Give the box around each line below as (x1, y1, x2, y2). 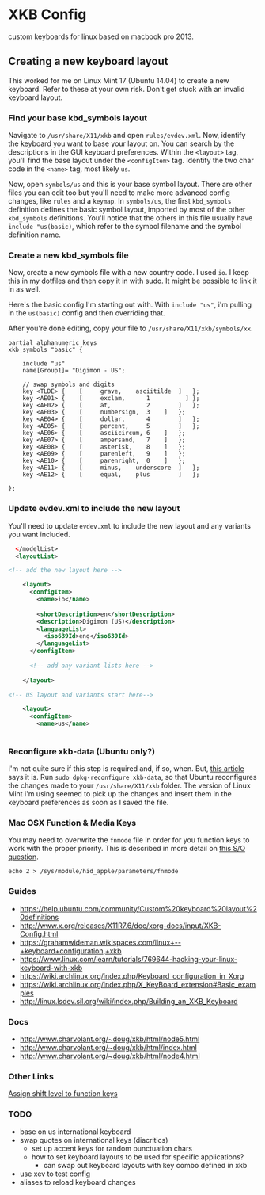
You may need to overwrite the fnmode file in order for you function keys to (8, 835, 250, 845)
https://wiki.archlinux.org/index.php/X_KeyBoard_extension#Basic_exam (19, 979, 256, 989)
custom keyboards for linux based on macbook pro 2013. (8, 32, 194, 41)
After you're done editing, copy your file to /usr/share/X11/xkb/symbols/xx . (8, 323, 253, 334)
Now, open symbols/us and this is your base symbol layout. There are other (8, 180, 252, 189)
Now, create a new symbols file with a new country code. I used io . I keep (8, 268, 249, 277)
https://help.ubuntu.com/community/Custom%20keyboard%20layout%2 (19, 903, 257, 913)
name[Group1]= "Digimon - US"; (22, 367, 126, 375)
